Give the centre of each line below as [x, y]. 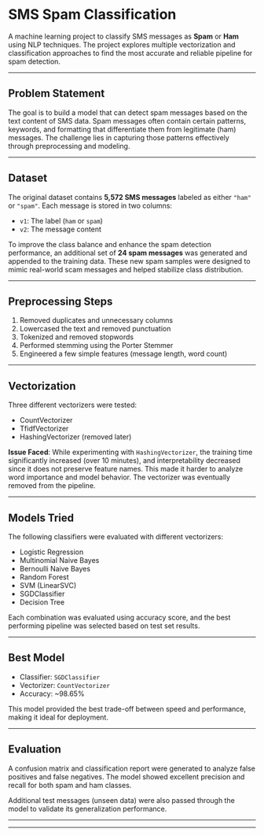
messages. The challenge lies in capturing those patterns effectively [119, 137]
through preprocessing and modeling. [69, 146]
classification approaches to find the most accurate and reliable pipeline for [130, 53]
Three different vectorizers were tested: [73, 405]
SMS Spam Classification [92, 15]
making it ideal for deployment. [58, 717]
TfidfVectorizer [44, 429]
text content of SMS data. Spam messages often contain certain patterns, [127, 120]
